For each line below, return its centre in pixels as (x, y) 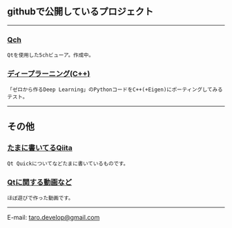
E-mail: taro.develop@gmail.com (54, 218)
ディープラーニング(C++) (49, 74)
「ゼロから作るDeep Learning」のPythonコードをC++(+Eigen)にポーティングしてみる (115, 90)
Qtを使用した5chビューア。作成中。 (51, 55)
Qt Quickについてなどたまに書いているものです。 (68, 164)
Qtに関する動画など (40, 183)
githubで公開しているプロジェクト (80, 12)
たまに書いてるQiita (40, 147)
